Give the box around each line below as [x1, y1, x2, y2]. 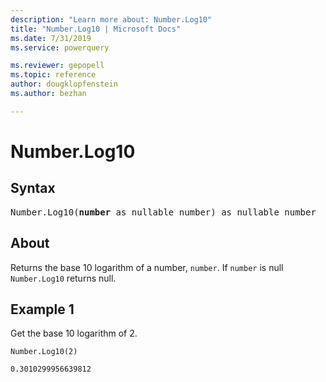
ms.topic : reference [10, 70, 97, 80]
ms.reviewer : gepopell [10, 61, 105, 71]
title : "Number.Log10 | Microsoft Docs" [10, 24, 182, 34]
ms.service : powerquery [10, 42, 110, 53]
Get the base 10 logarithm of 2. [10, 327, 138, 340]
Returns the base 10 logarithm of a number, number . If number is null [10, 261, 284, 273]
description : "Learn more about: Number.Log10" [10, 14, 213, 25]
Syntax [10, 180, 56, 197]
